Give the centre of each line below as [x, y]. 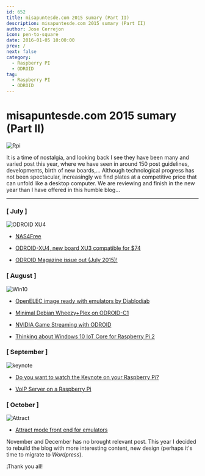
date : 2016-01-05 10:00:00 [41, 40]
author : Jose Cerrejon [35, 29]
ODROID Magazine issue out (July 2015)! [66, 260]
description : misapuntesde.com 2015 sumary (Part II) [76, 23]
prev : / [16, 46]
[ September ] [27, 352]
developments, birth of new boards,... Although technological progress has [100, 170]
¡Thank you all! [25, 466]
